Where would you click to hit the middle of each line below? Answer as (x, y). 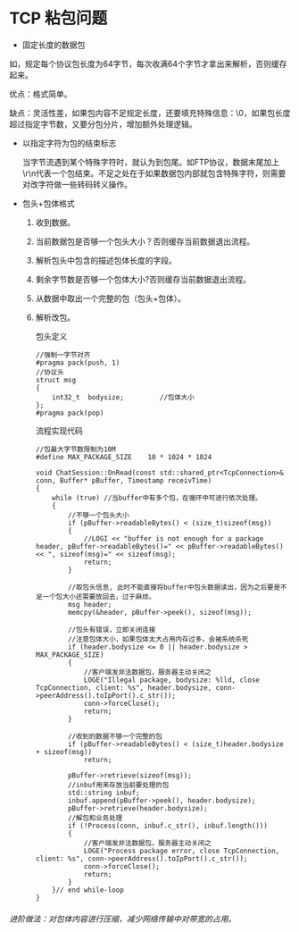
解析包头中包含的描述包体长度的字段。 (106, 260)
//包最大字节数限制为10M (75, 449)
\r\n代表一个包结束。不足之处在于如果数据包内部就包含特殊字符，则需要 (154, 173)
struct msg (56, 380)
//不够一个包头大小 (98, 515)
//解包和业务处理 (95, 818)
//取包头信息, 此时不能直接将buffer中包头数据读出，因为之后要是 (174, 587)
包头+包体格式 (49, 203)
